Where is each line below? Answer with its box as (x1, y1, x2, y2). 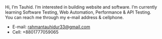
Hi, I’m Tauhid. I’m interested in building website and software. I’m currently (5, 4, 157, 10)
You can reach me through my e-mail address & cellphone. (5, 15, 124, 20)
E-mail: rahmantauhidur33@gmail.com (12, 24, 90, 30)
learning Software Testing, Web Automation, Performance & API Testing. (5, 9, 151, 15)
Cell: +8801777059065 (12, 29, 59, 35)
